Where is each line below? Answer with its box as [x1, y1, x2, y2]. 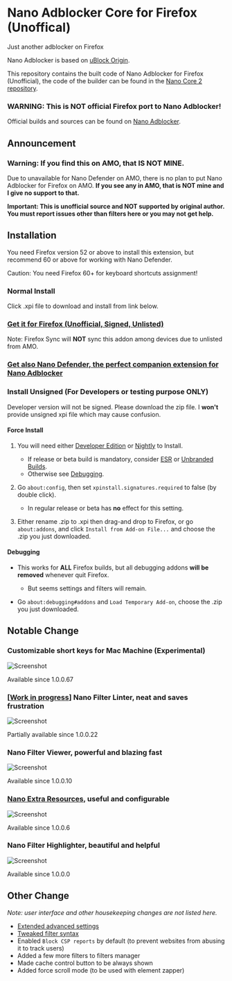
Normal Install [7, 286, 55, 296]
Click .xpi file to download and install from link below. [7, 302, 159, 310]
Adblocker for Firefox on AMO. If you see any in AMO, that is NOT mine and [7, 181, 224, 189]
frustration [7, 701, 45, 710]
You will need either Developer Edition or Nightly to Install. [17, 441, 184, 450]
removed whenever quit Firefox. [17, 570, 109, 579]
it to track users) [17, 944, 64, 952]
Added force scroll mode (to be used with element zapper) [17, 966, 185, 974]
